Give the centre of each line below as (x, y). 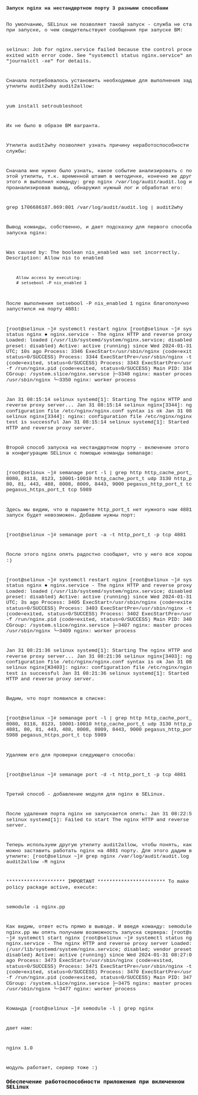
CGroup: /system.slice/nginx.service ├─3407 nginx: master (89, 625)
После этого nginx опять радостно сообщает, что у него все (90, 555)
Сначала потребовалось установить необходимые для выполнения (93, 81)
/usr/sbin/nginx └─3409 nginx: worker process (71, 631)
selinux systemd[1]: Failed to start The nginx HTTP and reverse (98, 820)
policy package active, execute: (52, 887)
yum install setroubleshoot (44, 106)
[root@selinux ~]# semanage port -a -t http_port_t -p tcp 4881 (96, 535)
